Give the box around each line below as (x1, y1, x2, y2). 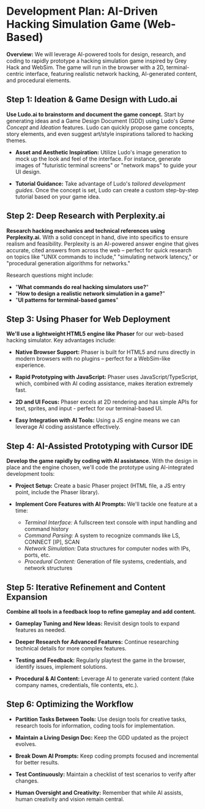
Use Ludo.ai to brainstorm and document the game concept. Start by (6, 110, 184, 118)
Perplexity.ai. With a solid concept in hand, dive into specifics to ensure (6, 233, 188, 241)
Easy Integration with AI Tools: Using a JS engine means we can (15, 416, 181, 424)
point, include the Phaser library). (15, 489, 100, 496)
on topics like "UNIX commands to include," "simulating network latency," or (6, 253, 198, 260)
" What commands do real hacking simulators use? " (15, 283, 149, 290)
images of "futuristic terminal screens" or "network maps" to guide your (15, 161, 197, 169)
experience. (15, 361, 46, 369)
